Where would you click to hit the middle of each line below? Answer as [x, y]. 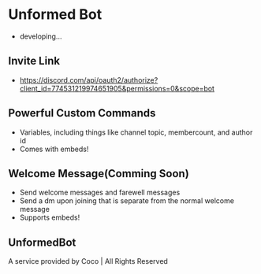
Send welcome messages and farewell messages [100, 193]
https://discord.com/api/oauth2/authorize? [89, 80]
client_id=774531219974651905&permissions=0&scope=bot [117, 88]
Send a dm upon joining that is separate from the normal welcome [127, 201]
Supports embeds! [50, 217]
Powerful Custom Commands [82, 113]
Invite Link [34, 61]
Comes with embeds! [54, 149]
